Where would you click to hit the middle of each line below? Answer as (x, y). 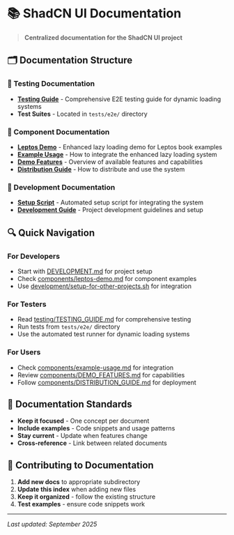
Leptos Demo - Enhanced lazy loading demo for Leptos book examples (120, 146)
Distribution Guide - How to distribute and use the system (101, 169)
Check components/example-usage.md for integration (95, 368)
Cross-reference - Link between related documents (92, 443)
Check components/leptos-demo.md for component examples (107, 278)
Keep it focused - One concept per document (83, 421)
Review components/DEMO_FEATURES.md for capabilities (101, 375)
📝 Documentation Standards (70, 404)
